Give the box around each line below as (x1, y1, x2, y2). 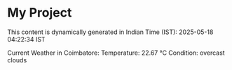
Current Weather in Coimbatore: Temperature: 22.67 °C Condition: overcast (7, 49, 226, 57)
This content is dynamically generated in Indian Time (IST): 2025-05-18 (7, 28, 214, 36)
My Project (7, 5, 72, 21)
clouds (7, 55, 27, 64)
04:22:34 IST (7, 35, 46, 43)
